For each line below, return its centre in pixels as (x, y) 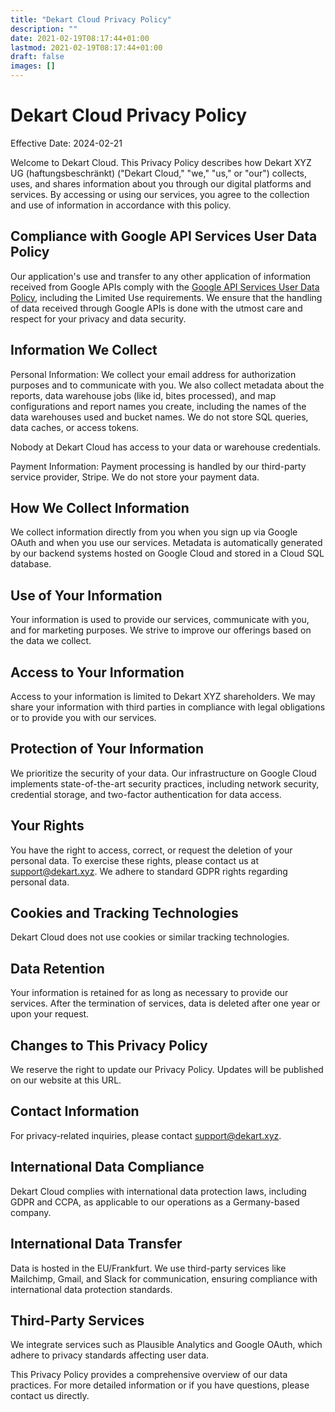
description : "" (44, 29)
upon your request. (50, 1014)
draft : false (37, 57)
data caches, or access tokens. (75, 427)
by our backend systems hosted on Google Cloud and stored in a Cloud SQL (167, 553)
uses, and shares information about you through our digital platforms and (161, 183)
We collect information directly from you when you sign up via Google (154, 532)
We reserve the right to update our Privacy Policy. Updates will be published (167, 1070)
